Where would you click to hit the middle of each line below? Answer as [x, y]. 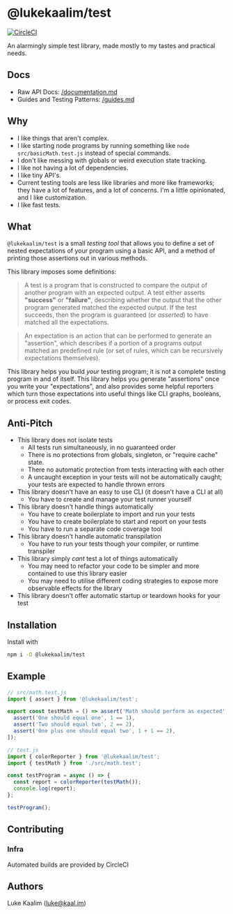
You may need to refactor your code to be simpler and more [113, 566]
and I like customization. [52, 197]
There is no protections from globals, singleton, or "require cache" [123, 455]
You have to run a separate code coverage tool [95, 529]
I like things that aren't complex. [63, 138]
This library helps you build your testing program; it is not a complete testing [116, 372]
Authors [25, 886]
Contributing [35, 829]
